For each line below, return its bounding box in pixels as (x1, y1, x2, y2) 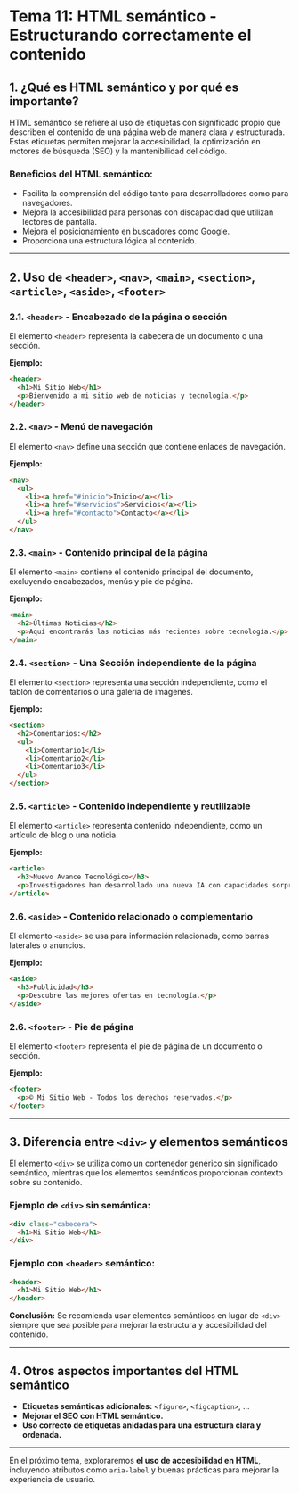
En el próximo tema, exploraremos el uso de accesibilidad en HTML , (9, 1455, 261, 1465)
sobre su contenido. (9, 1177, 83, 1188)
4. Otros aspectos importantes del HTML (9, 1363, 239, 1379)
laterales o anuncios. (9, 940, 86, 951)
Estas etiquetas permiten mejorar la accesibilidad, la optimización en (9, 136, 261, 146)
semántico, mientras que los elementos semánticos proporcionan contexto (9, 1167, 283, 1178)
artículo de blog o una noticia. (9, 829, 118, 840)
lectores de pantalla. (21, 217, 98, 227)
